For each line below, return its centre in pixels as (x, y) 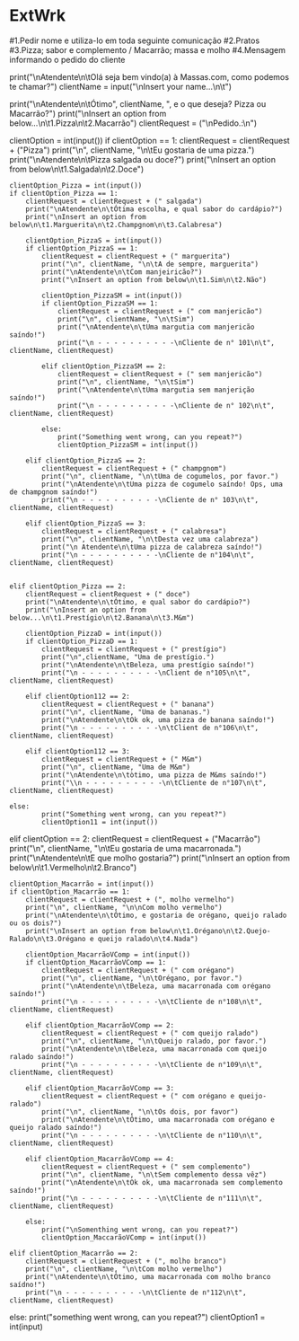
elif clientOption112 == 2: (78, 696)
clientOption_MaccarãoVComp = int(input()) (124, 1237)
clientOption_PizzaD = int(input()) (94, 633)
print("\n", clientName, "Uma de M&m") (116, 767)
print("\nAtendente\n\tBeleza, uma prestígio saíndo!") (148, 665)
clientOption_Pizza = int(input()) (76, 185)
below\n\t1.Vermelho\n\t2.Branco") (73, 867)
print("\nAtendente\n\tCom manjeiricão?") (122, 272)
